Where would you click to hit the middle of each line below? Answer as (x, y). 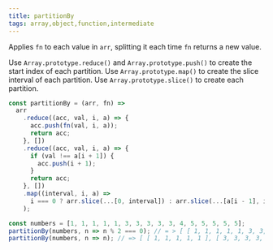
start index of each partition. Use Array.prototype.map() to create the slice (134, 71)
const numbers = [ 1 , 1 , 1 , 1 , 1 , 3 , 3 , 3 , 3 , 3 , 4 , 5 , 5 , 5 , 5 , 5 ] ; (127, 223)
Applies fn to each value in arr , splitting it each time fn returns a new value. (135, 46)
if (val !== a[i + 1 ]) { (72, 156)
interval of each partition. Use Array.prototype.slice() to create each (126, 80)
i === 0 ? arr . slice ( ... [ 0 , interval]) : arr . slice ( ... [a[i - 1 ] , (145, 201)
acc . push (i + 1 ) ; (67, 163)
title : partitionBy (41, 16)
